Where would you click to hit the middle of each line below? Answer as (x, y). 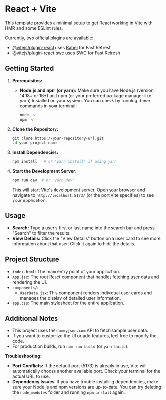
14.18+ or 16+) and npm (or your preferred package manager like (85, 95)
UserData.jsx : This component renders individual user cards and (86, 293)
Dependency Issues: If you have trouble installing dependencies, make (85, 382)
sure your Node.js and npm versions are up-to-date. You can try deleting (86, 387)
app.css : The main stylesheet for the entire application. (68, 303)
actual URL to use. (31, 376)
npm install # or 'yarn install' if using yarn (65, 162)
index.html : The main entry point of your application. (66, 271)
